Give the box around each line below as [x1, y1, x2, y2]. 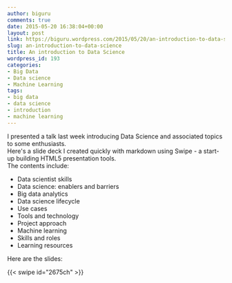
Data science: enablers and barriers [17, 182, 119, 190]
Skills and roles [17, 233, 61, 242]
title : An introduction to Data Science [7, 49, 126, 56]
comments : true [7, 17, 51, 24]
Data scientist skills [17, 174, 72, 183]
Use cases [17, 204, 48, 212]
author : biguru [7, 10, 51, 17]
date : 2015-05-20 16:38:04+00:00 [7, 23, 104, 30]
